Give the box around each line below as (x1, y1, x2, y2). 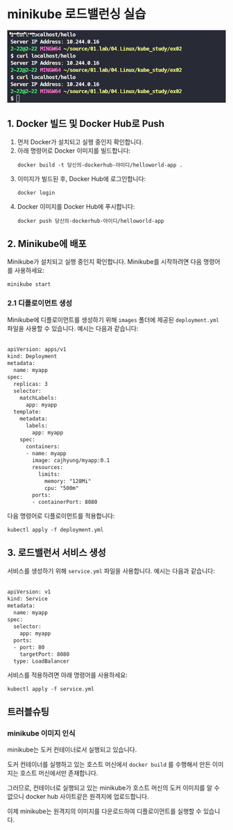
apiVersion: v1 (7, 588, 51, 595)
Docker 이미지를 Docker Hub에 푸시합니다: (17, 202, 135, 210)
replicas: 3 (13, 380, 49, 387)
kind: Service (7, 595, 49, 602)
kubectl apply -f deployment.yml (7, 526, 104, 533)
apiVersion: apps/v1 (7, 346, 67, 353)
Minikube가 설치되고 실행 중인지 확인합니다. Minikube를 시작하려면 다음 (7, 257, 202, 266)
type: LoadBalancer (13, 657, 70, 665)
